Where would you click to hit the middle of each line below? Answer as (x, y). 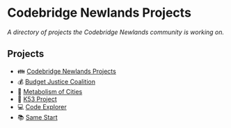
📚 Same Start (37, 117)
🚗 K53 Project (37, 99)
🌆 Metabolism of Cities (50, 91)
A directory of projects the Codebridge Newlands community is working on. (116, 32)
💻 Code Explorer (42, 106)
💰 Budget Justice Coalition (56, 81)
